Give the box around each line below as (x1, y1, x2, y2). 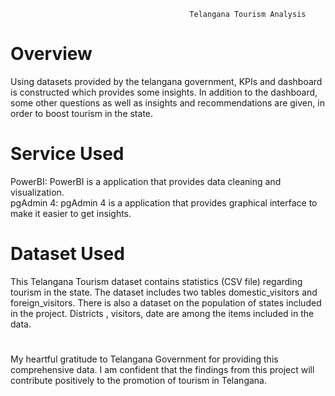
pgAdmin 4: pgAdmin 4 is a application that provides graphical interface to (10, 196, 318, 209)
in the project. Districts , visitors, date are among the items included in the (10, 307, 315, 319)
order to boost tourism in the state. (10, 107, 154, 119)
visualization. (10, 186, 65, 198)
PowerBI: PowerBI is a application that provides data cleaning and (10, 175, 282, 187)
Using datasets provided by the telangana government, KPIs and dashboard (10, 75, 323, 87)
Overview (10, 43, 93, 65)
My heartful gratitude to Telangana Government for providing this (10, 353, 279, 365)
